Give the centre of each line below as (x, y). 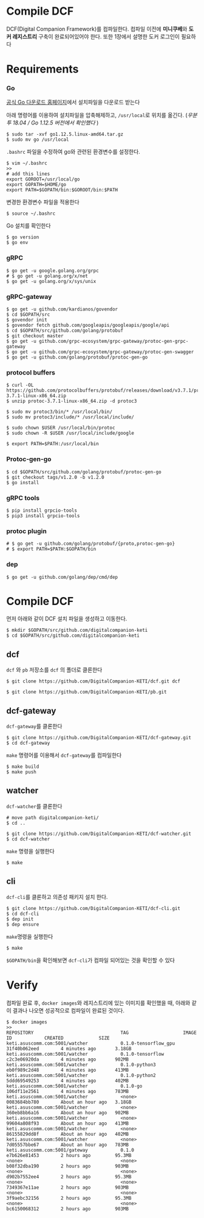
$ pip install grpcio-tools (42, 510)
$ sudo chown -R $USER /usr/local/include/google (70, 433)
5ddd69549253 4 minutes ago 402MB (68, 1081)
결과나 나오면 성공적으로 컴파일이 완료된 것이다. (69, 1010)
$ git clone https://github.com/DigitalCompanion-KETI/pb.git (87, 692)
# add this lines (28, 174)
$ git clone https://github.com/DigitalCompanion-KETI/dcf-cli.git (93, 908)
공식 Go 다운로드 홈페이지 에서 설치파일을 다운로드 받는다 (73, 102)
